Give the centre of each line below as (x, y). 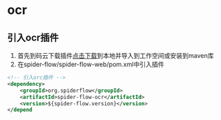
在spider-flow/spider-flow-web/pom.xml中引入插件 (91, 64)
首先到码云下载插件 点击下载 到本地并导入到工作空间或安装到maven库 (115, 55)
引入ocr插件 (33, 37)
